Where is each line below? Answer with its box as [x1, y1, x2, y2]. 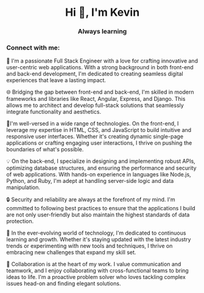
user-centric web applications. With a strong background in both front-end [6, 64, 194, 71]
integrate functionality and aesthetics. [6, 108, 102, 115]
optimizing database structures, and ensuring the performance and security [6, 164, 197, 172]
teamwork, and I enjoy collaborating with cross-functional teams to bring [6, 267, 189, 274]
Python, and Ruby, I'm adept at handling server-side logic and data [6, 178, 174, 185]
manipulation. [6, 184, 41, 191]
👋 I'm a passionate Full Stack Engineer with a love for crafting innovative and [6, 57, 198, 64]
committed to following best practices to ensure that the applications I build [6, 205, 196, 212]
